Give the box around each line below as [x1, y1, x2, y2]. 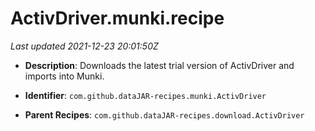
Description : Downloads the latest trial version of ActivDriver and [24, 59, 295, 71]
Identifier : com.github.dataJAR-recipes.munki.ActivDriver [24, 89, 267, 101]
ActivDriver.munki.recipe [10, 7, 225, 30]
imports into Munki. [24, 70, 105, 82]
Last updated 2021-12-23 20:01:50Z [10, 40, 159, 52]
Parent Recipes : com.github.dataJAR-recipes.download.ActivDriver [24, 108, 305, 121]
